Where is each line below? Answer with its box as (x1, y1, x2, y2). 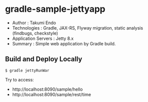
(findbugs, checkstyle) (12, 30, 58, 36)
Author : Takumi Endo (12, 20, 57, 26)
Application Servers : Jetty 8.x (12, 35, 74, 41)
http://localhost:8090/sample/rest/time (12, 91, 91, 97)
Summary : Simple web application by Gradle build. (12, 40, 116, 46)
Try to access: (5, 76, 34, 82)
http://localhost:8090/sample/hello (12, 86, 83, 92)
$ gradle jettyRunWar (5, 68, 50, 73)
